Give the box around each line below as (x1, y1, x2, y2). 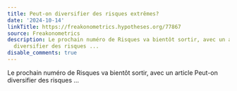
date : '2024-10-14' (7, 17, 65, 24)
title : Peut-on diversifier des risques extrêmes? (7, 10, 159, 17)
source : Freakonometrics (7, 29, 80, 37)
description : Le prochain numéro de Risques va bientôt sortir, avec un (7, 36, 226, 43)
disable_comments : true (7, 50, 78, 57)
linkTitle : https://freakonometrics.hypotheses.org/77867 (7, 23, 181, 30)
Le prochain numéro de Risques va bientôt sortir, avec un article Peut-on (7, 68, 219, 77)
